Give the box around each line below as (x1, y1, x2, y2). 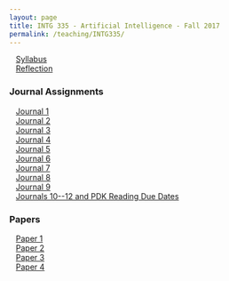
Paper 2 (15, 242, 45, 253)
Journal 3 (15, 124, 51, 135)
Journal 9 (15, 181, 51, 192)
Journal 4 (15, 134, 51, 145)
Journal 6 (15, 153, 51, 164)
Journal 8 (15, 172, 51, 182)
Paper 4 (15, 261, 45, 272)
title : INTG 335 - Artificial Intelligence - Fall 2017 (9, 21, 220, 30)
